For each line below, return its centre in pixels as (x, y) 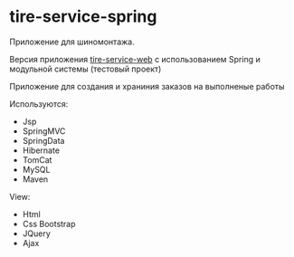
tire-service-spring (83, 17)
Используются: (39, 104)
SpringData (43, 140)
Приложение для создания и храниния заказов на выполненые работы (147, 86)
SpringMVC (44, 131)
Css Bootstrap (49, 224)
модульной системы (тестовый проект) (85, 69)
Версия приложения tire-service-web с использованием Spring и (135, 59)
